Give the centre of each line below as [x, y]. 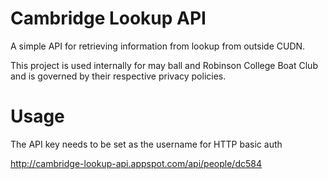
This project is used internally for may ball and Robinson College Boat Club [164, 65]
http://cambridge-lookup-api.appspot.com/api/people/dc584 [136, 163]
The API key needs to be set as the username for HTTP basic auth [146, 144]
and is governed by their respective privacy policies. [118, 76]
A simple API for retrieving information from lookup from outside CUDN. [158, 46]
